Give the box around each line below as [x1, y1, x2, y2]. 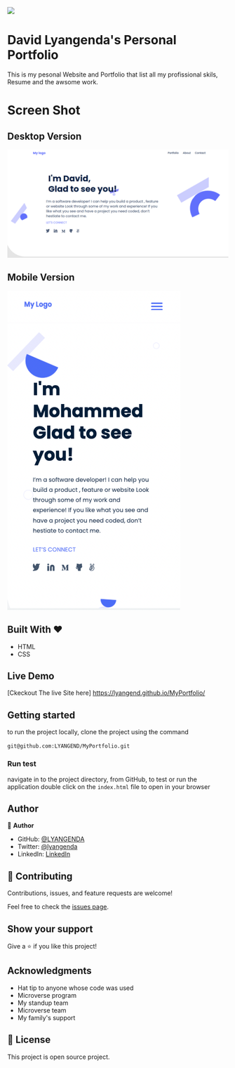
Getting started [7, 709, 76, 721]
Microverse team [17, 1005, 67, 1015]
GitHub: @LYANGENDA [17, 835, 85, 843]
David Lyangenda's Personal [7, 32, 177, 48]
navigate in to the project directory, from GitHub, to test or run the [7, 775, 198, 783]
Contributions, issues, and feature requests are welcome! [7, 889, 173, 897]
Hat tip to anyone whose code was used [17, 984, 134, 992]
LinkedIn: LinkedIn [17, 850, 71, 859]
